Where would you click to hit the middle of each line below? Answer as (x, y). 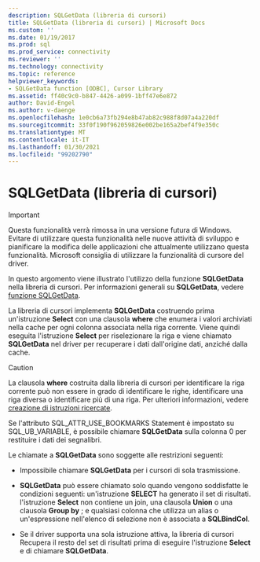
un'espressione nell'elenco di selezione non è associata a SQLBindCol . (134, 519)
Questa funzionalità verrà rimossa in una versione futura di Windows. (120, 230)
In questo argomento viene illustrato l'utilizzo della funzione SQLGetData (126, 279)
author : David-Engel (42, 103)
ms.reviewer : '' (35, 60)
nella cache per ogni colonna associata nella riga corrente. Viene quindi (124, 328)
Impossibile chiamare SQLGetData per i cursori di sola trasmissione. (130, 470)
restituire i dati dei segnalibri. (55, 440)
